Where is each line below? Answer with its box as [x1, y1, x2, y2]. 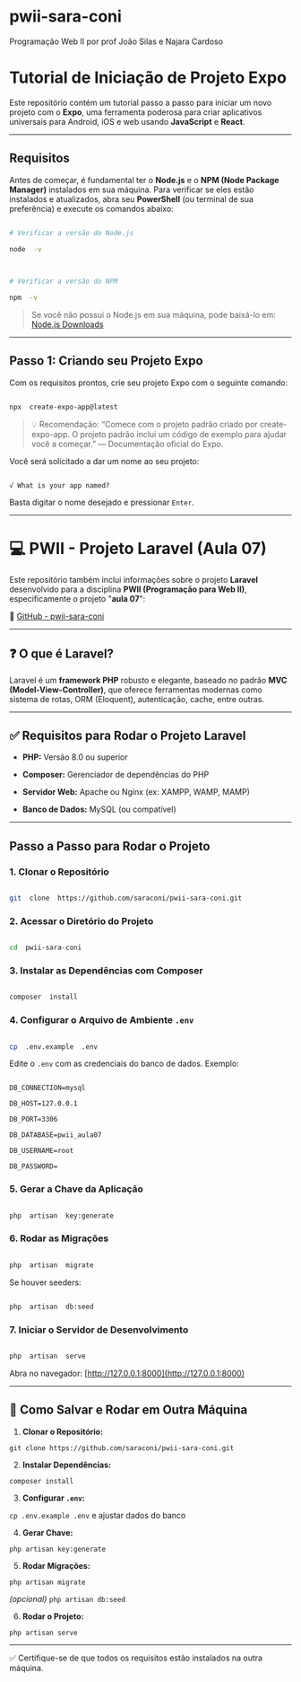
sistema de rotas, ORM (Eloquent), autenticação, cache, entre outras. [9, 693, 265, 704]
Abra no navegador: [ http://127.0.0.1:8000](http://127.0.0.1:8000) [9, 1368, 245, 1378]
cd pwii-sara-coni [9, 943, 82, 953]
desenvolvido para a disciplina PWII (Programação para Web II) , [9, 584, 247, 594]
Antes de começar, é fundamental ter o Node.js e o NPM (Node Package [9, 174, 279, 185]
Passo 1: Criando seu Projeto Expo [9, 353, 203, 369]
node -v [9, 244, 42, 253]
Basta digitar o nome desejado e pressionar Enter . [9, 497, 194, 507]
